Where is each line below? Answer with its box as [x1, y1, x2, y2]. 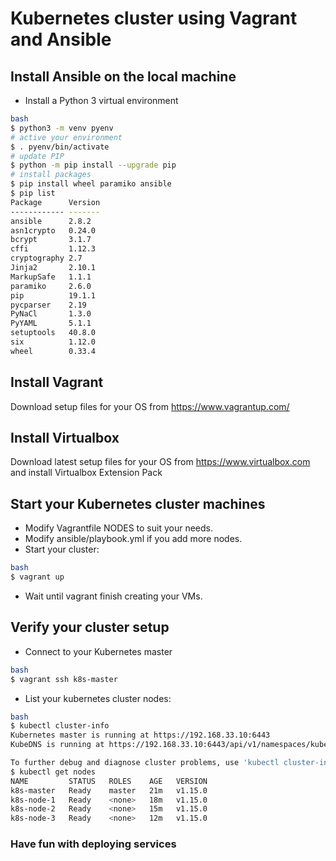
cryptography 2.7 [10, 253, 83, 264]
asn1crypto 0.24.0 [10, 225, 97, 236]
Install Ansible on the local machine [10, 68, 237, 85]
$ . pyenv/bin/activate [10, 142, 110, 152]
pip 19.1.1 [10, 290, 97, 301]
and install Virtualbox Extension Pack [10, 467, 163, 479]
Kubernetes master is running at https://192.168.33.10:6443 [10, 730, 271, 741]
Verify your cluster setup [10, 619, 170, 636]
